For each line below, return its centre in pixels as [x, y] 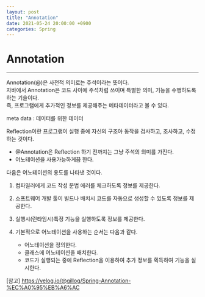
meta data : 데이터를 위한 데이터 [45, 118]
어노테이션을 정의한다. [51, 245]
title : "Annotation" [33, 18]
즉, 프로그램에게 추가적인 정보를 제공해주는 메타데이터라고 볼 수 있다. [88, 106]
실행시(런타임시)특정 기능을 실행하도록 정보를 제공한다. [80, 219]
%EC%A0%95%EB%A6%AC [43, 288]
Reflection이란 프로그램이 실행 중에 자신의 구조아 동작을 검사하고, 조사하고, [95, 131]
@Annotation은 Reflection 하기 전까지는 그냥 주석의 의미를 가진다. [94, 152]
